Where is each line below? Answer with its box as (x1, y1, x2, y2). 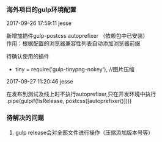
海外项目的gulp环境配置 (6, 5, 76, 13)
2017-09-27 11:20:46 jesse (6, 78, 73, 85)
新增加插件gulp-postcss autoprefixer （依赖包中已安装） (6, 32, 149, 40)
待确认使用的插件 (6, 53, 50, 60)
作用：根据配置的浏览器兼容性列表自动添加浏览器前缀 (6, 40, 141, 47)
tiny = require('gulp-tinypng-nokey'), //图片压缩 (15, 66, 134, 73)
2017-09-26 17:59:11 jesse (6, 20, 72, 27)
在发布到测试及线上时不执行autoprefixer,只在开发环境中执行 (6, 90, 156, 98)
